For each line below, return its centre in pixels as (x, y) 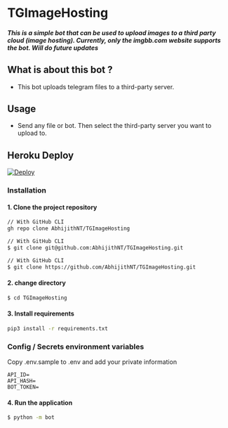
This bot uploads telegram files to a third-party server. (96, 86)
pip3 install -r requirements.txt (58, 328)
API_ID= (19, 375)
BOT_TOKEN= (23, 387)
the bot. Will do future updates (53, 48)
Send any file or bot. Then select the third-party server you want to (114, 126)
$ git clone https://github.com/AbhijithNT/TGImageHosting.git (102, 267)
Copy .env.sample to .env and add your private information (92, 362)
